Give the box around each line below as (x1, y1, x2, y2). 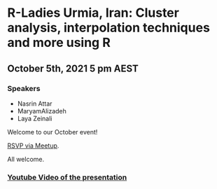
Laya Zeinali (17, 114, 52, 122)
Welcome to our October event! (7, 127, 98, 136)
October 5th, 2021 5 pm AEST (7, 62, 139, 74)
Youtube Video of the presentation (7, 172, 127, 182)
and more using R (7, 35, 111, 50)
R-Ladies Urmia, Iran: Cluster (7, 5, 180, 21)
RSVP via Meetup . (7, 141, 59, 150)
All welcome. (7, 155, 44, 163)
